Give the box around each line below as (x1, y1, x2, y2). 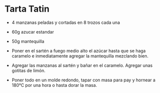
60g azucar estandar (11, 29, 54, 35)
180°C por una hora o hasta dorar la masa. (11, 82, 97, 88)
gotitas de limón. (11, 67, 46, 74)
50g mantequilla (11, 38, 45, 44)
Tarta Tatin (4, 3, 50, 15)
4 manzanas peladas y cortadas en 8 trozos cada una (11, 19, 120, 25)
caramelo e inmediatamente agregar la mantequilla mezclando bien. (11, 53, 149, 59)
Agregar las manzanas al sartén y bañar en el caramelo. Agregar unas (11, 62, 153, 68)
